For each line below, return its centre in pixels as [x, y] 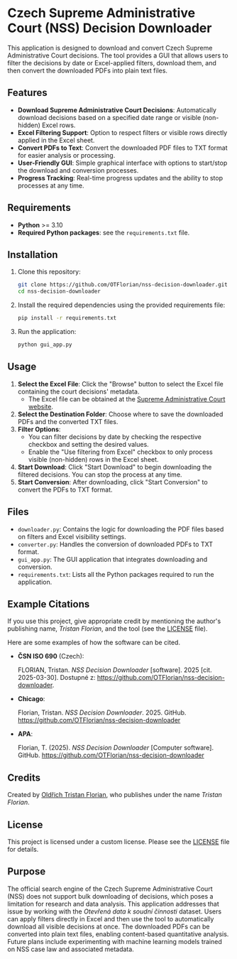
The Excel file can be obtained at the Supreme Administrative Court [127, 399]
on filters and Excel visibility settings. [72, 536]
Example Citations [49, 604]
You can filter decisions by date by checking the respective [115, 437]
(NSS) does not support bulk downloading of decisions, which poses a [110, 896]
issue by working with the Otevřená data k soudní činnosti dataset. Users [115, 911]
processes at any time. [51, 185]
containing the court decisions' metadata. [78, 391]
